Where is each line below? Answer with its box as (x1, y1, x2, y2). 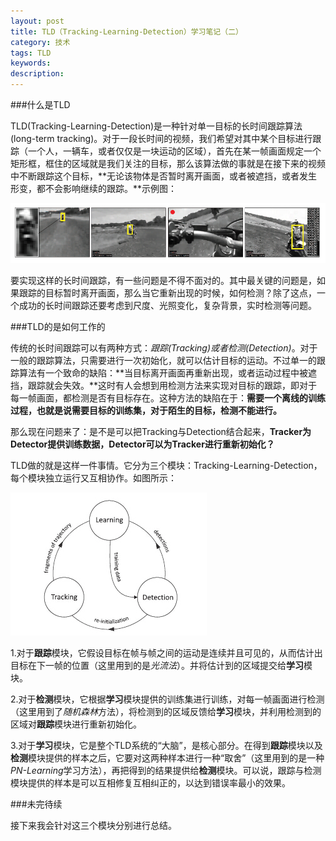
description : (10, 69, 65, 79)
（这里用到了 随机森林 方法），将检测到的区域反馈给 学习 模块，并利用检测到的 (10, 705, 322, 717)
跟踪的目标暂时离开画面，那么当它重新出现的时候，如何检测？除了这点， (18, 286, 317, 299)
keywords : (10, 58, 52, 69)
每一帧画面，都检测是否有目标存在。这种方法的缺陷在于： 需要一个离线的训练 (10, 391, 326, 404)
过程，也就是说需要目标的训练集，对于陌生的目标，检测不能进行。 (10, 404, 282, 416)
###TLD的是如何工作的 (10, 320, 106, 332)
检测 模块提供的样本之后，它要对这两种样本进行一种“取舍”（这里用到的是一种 (10, 751, 325, 764)
